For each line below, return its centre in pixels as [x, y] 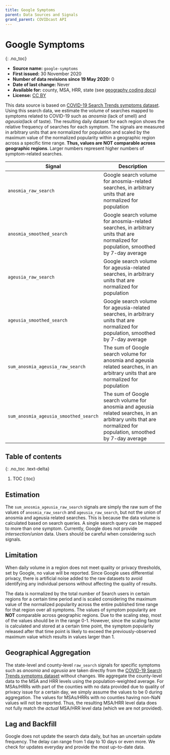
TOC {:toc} [24, 479]
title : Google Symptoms [30, 10]
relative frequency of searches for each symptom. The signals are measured [85, 127]
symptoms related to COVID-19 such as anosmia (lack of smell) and [76, 116]
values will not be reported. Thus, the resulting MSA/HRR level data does [81, 703]
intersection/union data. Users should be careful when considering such [80, 533]
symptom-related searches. [34, 154]
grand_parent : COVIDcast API [36, 19]
